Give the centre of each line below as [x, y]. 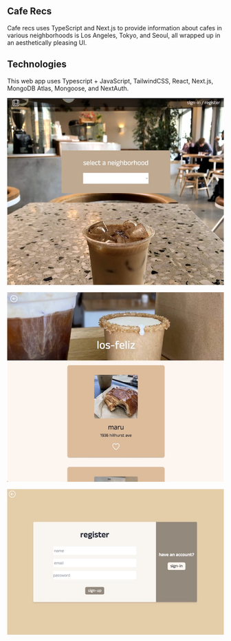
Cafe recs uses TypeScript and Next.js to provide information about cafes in [114, 28]
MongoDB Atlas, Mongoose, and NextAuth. [68, 88]
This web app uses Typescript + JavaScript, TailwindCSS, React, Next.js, [110, 81]
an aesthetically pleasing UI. [47, 42]
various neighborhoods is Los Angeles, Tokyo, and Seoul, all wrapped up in [114, 35]
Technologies [37, 64]
